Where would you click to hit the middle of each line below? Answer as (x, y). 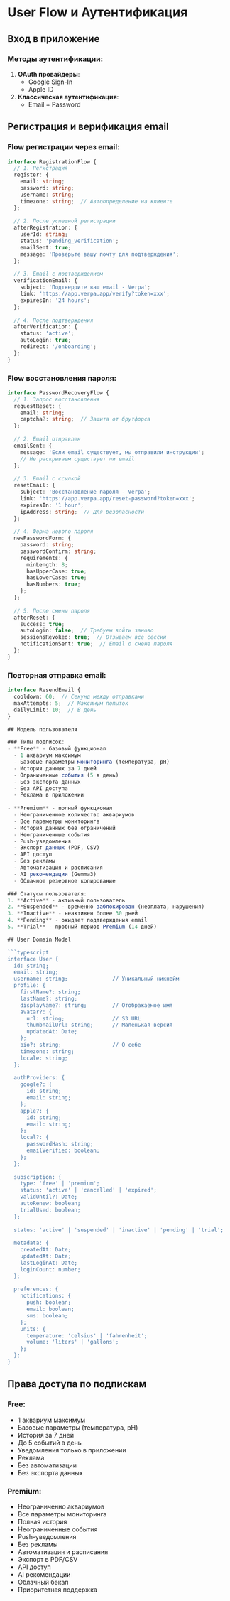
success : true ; (43, 624)
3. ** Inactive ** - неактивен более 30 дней (73, 914)
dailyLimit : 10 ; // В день (55, 710)
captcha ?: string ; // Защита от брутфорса (86, 419)
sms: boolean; (47, 1315)
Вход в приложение (54, 39)
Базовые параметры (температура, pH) (78, 1427)
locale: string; (44, 1058)
